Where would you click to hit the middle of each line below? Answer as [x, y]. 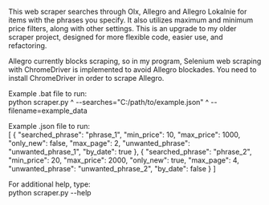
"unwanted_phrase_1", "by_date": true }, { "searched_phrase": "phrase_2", [130, 152]
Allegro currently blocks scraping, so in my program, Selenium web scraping [135, 61]
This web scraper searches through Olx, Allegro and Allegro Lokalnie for [128, 12]
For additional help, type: [49, 184]
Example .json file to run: [49, 126]
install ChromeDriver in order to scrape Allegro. [86, 78]
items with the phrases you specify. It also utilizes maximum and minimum [131, 20]
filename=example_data [48, 111]
